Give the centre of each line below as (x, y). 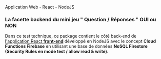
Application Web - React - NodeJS (40, 7)
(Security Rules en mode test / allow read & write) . (57, 52)
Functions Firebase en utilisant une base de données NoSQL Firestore (76, 46)
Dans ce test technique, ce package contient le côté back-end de (71, 36)
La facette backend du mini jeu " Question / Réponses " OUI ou (80, 19)
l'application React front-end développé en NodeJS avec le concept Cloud (80, 41)
